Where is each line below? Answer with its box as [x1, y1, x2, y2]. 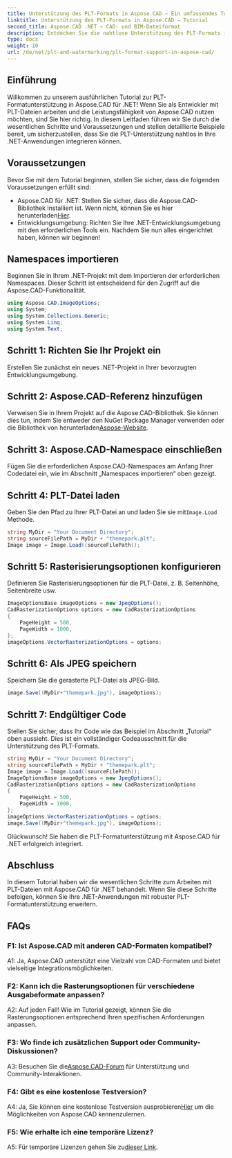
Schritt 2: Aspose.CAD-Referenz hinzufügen [7, 390, 203, 402]
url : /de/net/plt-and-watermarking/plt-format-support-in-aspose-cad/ [7, 49, 215, 56]
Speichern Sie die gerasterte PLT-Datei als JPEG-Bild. [7, 676, 160, 685]
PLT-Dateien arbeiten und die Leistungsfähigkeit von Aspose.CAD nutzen [7, 107, 215, 116]
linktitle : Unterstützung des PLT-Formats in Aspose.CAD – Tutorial [7, 17, 209, 24]
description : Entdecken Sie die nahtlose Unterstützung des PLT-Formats [7, 29, 221, 37]
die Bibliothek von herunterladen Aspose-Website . [7, 423, 148, 432]
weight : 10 [7, 42, 39, 49]
